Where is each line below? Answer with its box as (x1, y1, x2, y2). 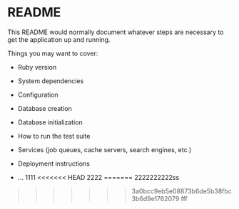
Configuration (17, 90, 59, 99)
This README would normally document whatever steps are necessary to (7, 28, 224, 36)
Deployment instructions (17, 159, 91, 168)
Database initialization (17, 118, 83, 127)
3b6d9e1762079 (131, 194, 180, 203)
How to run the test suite (17, 132, 91, 140)
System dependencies (17, 76, 84, 85)
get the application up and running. (7, 35, 111, 43)
